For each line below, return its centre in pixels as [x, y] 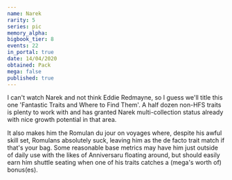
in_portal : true [30, 53]
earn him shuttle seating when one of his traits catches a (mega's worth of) [114, 163]
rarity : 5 [21, 20]
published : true [30, 78]
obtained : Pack [29, 65]
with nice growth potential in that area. [62, 120]
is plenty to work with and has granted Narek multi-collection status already [115, 112]
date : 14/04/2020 [32, 59]
